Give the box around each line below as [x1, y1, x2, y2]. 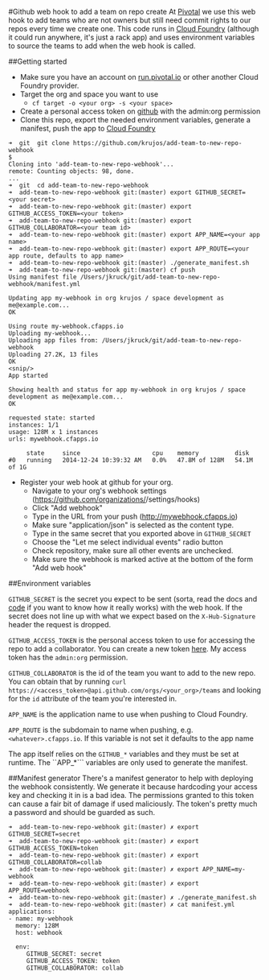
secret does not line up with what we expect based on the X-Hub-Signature [8, 611, 256, 621]
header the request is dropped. [8, 620, 112, 629]
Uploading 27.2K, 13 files [8, 350, 99, 358]
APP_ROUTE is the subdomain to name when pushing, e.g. [8, 725, 194, 734]
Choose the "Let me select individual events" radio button [31, 537, 223, 547]
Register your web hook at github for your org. [19, 478, 173, 486]
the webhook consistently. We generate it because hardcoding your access [8, 782, 259, 792]
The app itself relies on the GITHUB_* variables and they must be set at [8, 749, 239, 759]
